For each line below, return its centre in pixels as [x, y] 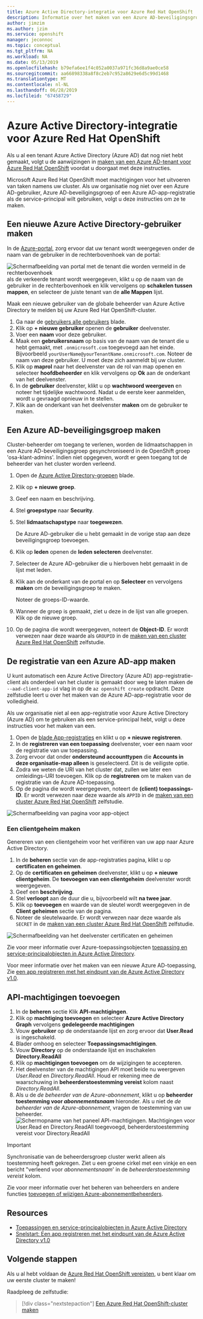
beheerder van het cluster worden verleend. [61, 464]
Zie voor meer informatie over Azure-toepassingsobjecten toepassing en [97, 947]
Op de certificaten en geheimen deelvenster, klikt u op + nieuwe [97, 873]
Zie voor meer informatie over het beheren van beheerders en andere [93, 1188]
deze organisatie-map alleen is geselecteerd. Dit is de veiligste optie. [102, 763]
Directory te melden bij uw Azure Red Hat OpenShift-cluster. [82, 310]
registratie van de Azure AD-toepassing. [66, 782]
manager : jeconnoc [30, 40]
